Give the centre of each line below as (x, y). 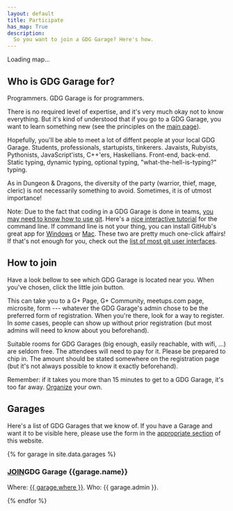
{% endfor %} (27, 501)
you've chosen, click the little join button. (66, 287)
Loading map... (29, 59)
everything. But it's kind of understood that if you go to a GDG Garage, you (114, 119)
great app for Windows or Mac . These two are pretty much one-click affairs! (116, 234)
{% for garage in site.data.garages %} (62, 454)
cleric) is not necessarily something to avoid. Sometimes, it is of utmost (110, 190)
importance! (25, 198)
